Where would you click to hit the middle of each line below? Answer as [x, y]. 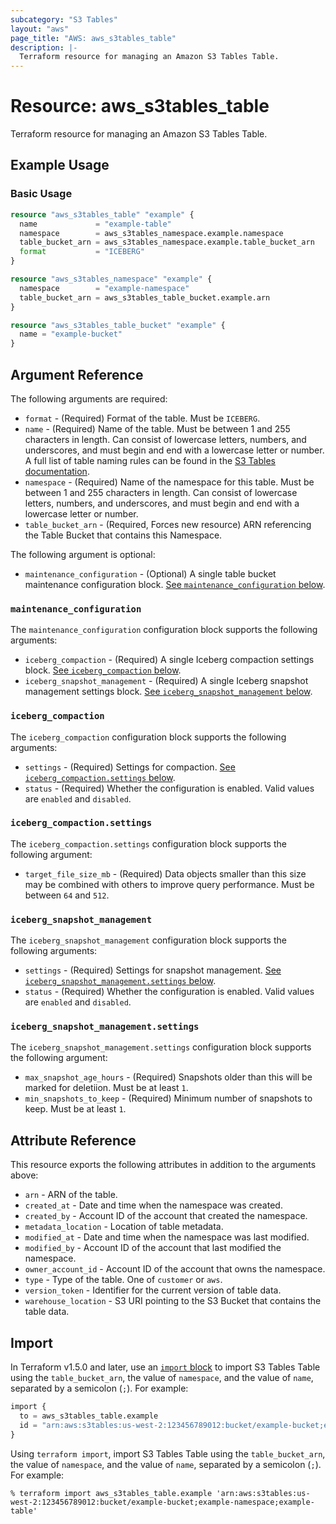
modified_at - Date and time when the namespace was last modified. [167, 1237]
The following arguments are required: [89, 398]
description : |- [44, 47]
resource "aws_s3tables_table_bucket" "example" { [118, 325]
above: [24, 1175]
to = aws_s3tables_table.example [89, 1416]
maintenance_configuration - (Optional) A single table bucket [150, 573]
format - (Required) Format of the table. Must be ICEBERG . [142, 418]
